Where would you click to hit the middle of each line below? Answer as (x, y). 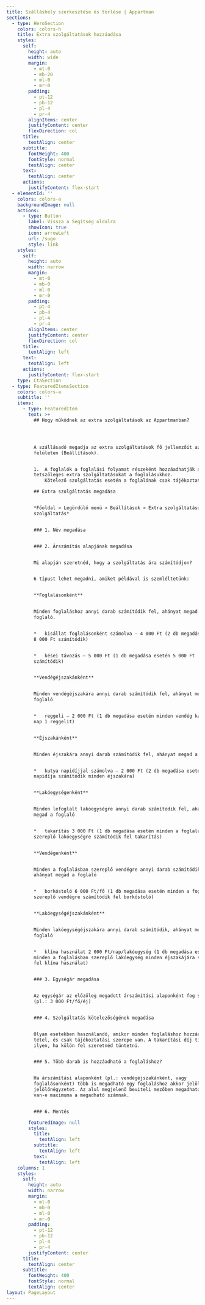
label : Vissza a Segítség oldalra (72, 222)
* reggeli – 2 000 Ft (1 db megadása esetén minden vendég (113, 716)
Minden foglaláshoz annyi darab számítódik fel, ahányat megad (116, 612)
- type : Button (42, 216)
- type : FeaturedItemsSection (50, 386)
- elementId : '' (32, 193)
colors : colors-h (39, 29)
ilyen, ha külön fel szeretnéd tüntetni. (87, 1046)
